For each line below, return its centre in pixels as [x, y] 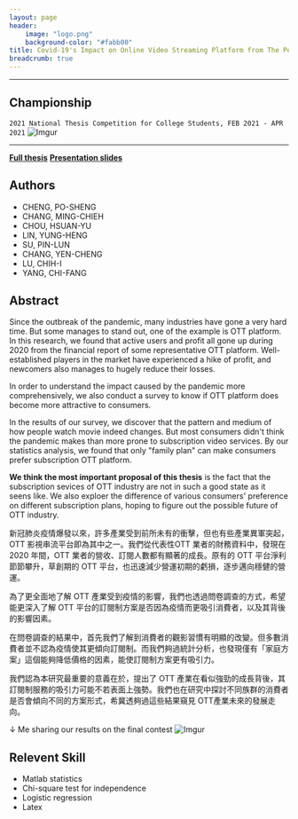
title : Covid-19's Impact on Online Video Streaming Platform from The [144, 51]
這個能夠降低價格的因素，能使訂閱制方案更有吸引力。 [122, 660]
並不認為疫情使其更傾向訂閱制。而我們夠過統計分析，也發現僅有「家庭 [153, 649]
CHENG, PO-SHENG [59, 207]
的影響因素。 [32, 618]
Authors [32, 186]
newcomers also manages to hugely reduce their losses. [112, 369]
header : [24, 26]
